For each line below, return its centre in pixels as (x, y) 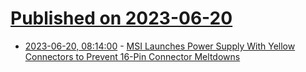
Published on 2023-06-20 (121, 18)
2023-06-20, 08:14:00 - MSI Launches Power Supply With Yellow (160, 46)
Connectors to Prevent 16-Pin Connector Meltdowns (132, 56)
